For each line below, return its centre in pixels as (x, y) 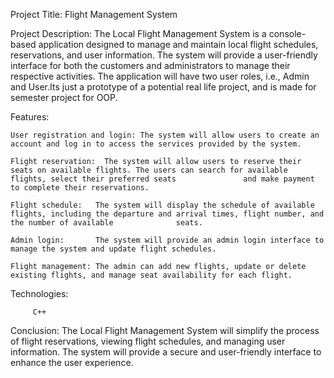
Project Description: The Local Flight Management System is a (138, 33)
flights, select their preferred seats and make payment (162, 179)
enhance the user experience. (72, 362)
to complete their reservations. (80, 188)
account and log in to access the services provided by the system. (156, 144)
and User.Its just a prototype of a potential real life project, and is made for (163, 87)
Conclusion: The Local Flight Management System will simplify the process (165, 330)
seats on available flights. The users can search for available (149, 170)
